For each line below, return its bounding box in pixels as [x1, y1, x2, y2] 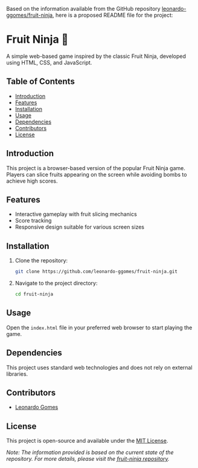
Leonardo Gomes [14, 403, 59, 411]
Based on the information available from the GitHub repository [6, 5, 161, 12]
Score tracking [14, 217, 52, 224]
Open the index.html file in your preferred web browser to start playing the [6, 324, 193, 331]
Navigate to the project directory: [14, 280, 98, 287]
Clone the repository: [14, 257, 68, 264]
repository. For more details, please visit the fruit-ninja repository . [6, 455, 170, 463]
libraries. [6, 370, 28, 378]
